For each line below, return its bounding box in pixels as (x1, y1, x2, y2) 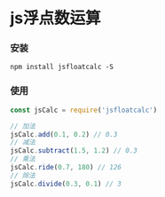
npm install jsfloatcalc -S (10, 63, 114, 72)
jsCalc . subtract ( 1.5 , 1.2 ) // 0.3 (10, 146, 138, 155)
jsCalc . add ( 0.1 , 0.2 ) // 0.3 (10, 130, 118, 138)
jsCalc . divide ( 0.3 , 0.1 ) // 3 (10, 179, 122, 188)
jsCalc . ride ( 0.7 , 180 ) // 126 (10, 163, 122, 172)
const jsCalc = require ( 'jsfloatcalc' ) (10, 106, 158, 114)
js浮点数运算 (10, 8, 101, 28)
